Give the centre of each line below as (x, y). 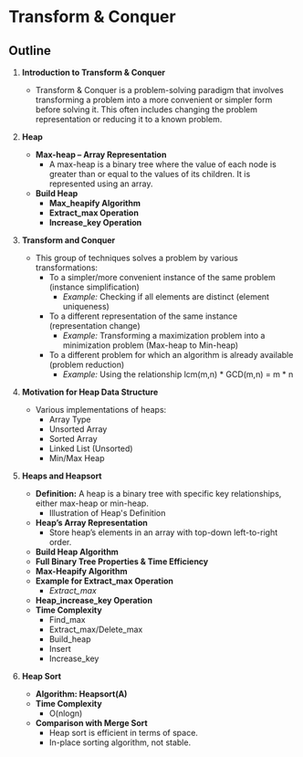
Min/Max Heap (77, 458)
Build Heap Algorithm (77, 552)
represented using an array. (101, 184)
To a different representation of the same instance (143, 316)
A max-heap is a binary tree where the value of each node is (163, 164)
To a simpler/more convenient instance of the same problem (162, 277)
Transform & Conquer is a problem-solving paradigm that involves (159, 90)
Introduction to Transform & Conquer (94, 72)
